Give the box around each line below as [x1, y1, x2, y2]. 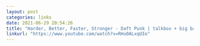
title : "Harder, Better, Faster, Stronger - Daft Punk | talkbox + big [6, 25, 187, 32]
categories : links [6, 14, 52, 20]
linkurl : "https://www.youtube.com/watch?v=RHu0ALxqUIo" [6, 31, 151, 37]
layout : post [6, 8, 39, 15]
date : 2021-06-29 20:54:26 [6, 20, 73, 26]
